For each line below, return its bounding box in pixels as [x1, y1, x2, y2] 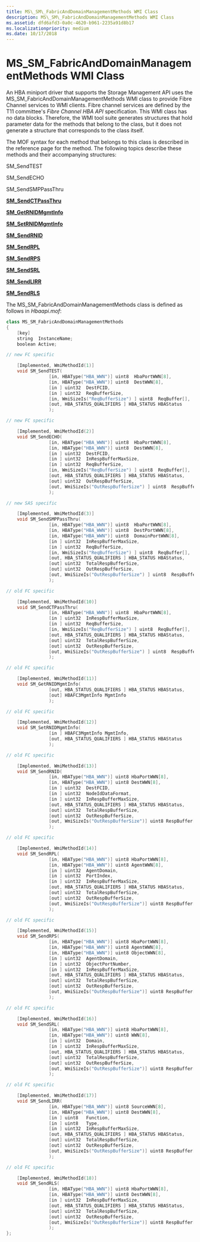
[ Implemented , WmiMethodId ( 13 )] [17, 763, 97, 769]
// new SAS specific [6, 500, 58, 506]
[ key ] [17, 330, 31, 336]
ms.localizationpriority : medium [6, 25, 89, 32]
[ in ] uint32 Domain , [48, 1038, 105, 1044]
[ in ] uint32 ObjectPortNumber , [48, 961, 132, 967]
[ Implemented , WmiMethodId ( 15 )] [17, 927, 97, 934]
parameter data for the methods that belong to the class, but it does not [6, 120, 182, 128]
